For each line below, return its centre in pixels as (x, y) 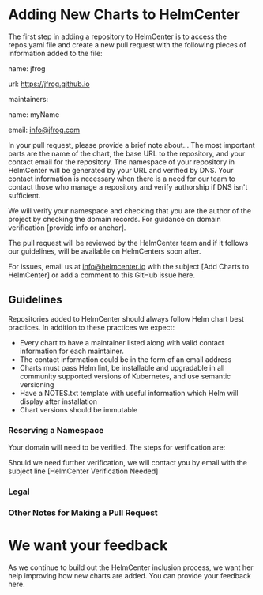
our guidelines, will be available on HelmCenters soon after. (105, 251)
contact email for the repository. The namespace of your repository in (122, 162)
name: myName (34, 114)
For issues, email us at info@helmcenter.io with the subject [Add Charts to (129, 266)
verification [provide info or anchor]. (67, 228)
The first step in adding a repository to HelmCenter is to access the (118, 36)
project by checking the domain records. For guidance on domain (115, 219)
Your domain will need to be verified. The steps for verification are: (117, 447)
